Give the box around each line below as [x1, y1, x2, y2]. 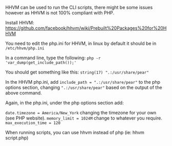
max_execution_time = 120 [5, 120, 60, 126]
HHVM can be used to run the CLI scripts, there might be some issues [5, 5, 153, 10]
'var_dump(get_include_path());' [5, 60, 77, 65]
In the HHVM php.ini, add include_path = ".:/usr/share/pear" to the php [5, 79, 160, 85]
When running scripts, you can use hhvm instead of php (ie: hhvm [5, 130, 145, 135]
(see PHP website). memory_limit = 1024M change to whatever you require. [5, 115, 163, 121]
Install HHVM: [5, 20, 34, 26]
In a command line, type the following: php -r [5, 55, 101, 61]
